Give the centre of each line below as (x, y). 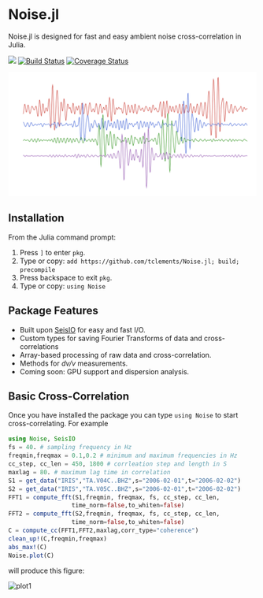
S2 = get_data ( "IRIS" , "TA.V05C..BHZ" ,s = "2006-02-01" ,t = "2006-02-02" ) (125, 489)
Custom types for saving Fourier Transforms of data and (111, 338)
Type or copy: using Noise (63, 286)
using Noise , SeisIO (42, 439)
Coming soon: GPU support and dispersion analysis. (104, 371)
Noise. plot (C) (31, 555)
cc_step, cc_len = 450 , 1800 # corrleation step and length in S (117, 464)
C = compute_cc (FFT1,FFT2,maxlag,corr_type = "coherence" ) (104, 530)
